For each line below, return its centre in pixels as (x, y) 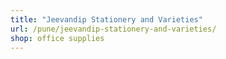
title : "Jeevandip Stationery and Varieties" (106, 19)
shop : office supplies (57, 38)
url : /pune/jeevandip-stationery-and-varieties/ (113, 29)
